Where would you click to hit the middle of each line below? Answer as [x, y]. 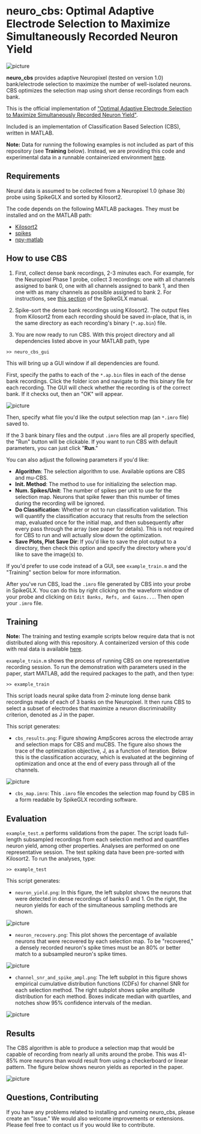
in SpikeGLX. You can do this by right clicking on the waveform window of [97, 590]
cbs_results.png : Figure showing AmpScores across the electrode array [104, 738]
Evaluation [26, 818]
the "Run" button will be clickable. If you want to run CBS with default [92, 441]
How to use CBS [37, 259]
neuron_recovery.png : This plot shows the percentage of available [96, 935]
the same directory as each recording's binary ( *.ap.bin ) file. [91, 323]
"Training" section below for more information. [64, 572]
